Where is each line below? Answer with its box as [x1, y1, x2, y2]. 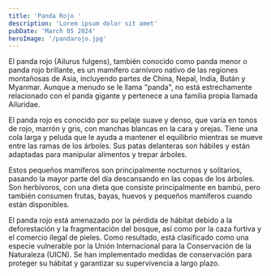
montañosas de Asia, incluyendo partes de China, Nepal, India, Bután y [8, 74, 246, 83]
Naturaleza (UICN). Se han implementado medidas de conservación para [8, 250, 252, 260]
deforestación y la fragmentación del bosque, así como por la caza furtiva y [8, 224, 262, 234]
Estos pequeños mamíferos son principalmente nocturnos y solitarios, [8, 165, 242, 175]
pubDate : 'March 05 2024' [8, 27, 96, 35]
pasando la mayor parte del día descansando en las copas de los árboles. [8, 174, 255, 184]
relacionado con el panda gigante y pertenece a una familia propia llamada [8, 91, 258, 101]
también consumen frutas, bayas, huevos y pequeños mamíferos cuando [8, 191, 253, 201]
